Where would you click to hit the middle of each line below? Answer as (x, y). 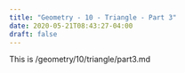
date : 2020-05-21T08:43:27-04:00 (71, 26)
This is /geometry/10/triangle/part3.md (80, 60)
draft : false (33, 34)
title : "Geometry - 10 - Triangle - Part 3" (93, 17)
